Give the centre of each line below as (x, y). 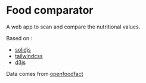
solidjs (23, 50)
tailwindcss (29, 56)
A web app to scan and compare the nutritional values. (73, 27)
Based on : (19, 38)
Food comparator (50, 10)
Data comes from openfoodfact (45, 74)
